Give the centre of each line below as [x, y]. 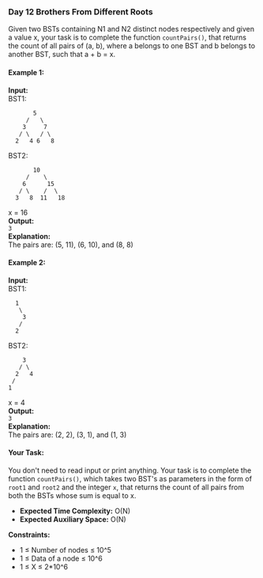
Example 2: [27, 263]
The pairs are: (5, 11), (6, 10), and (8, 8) [71, 245]
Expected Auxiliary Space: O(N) [73, 519]
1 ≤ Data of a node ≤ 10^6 [61, 558]
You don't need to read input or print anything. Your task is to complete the [130, 470]
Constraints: [29, 534]
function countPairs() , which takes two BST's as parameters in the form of [130, 478]
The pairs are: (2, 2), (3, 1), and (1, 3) [68, 435]
